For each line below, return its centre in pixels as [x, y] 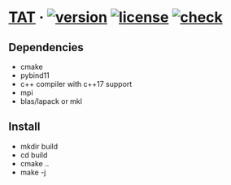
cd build [34, 155]
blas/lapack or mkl [51, 101]
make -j [33, 172]
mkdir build [39, 146]
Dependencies [46, 47]
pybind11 [35, 75]
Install [24, 127]
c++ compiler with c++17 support [76, 84]
